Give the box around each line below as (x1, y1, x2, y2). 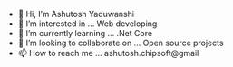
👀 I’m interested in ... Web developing (17, 18, 158, 29)
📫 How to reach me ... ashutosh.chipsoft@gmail (17, 48, 199, 58)
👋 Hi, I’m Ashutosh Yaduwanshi (17, 9, 134, 19)
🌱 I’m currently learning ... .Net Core (17, 28, 152, 38)
